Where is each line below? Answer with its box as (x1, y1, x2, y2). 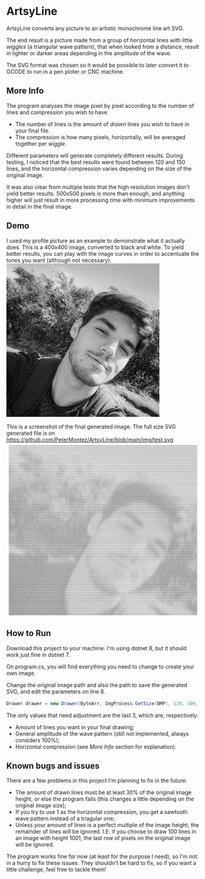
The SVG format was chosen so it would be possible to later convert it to (6, 61, 189, 69)
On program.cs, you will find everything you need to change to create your (6, 662, 195, 670)
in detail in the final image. (6, 202, 73, 210)
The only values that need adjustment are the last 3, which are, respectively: (6, 712, 199, 719)
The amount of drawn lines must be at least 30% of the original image (15, 789, 192, 796)
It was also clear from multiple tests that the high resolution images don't (6, 183, 190, 191)
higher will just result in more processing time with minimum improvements (6, 196, 195, 204)
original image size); (15, 802, 67, 809)
